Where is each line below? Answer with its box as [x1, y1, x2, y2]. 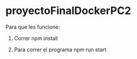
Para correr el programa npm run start [14, 46, 107, 53]
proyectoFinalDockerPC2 [5, 4, 132, 18]
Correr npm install [14, 34, 58, 41]
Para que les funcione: [5, 23, 60, 30]
